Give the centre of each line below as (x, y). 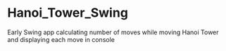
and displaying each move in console (61, 39)
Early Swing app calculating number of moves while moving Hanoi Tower (113, 32)
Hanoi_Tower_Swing (68, 13)
